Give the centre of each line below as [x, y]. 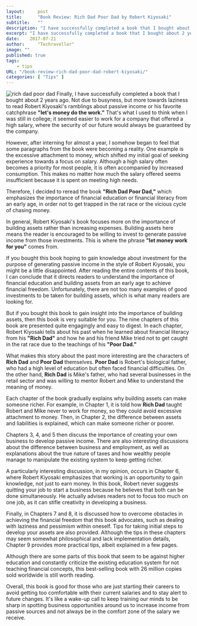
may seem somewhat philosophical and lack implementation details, [88, 539]
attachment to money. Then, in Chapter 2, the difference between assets [94, 417]
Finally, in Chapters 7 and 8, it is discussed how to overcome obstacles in [94, 514]
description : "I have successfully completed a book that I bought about [98, 28]
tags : [13, 61]
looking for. [20, 302]
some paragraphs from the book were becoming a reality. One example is [95, 149]
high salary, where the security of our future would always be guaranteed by [98, 125]
